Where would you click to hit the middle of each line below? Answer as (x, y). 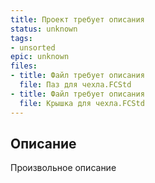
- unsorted (33, 47)
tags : (21, 38)
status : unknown (44, 29)
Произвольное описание (63, 168)
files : (24, 66)
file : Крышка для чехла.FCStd (82, 103)
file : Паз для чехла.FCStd (75, 85)
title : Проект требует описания (77, 19)
